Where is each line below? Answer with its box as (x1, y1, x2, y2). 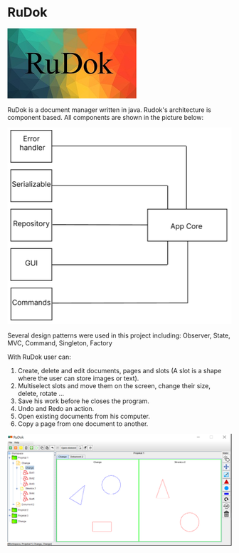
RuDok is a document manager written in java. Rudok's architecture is (7, 105, 211, 114)
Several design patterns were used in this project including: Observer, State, (7, 331, 231, 340)
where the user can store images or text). (17, 374, 139, 382)
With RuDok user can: (7, 352, 71, 361)
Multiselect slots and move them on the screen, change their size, (17, 381, 211, 390)
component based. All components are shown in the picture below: (7, 113, 204, 121)
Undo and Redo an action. (17, 404, 95, 412)
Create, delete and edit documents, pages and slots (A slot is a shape (17, 366, 222, 375)
